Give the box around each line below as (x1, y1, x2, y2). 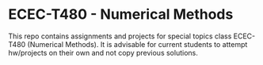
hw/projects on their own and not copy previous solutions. (8, 48, 198, 57)
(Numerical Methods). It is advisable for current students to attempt (27, 39, 248, 49)
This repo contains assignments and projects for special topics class (8, 31, 232, 41)
